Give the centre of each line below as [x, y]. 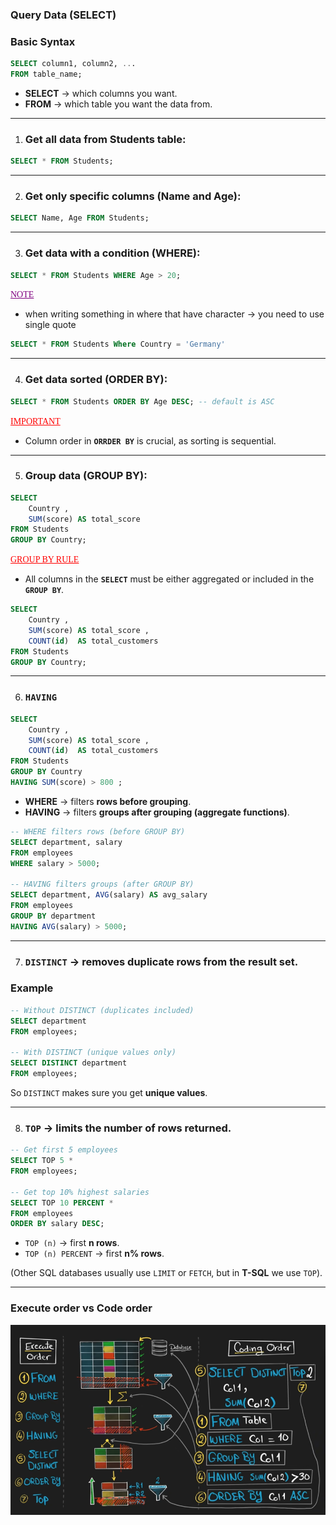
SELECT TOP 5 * [42, 1161]
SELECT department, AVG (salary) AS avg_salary [109, 895]
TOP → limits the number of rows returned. [128, 1128]
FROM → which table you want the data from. [118, 104]
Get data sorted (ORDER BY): [96, 380]
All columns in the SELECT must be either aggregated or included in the [169, 579]
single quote [50, 325]
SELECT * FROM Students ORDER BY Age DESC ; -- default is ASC [142, 401]
